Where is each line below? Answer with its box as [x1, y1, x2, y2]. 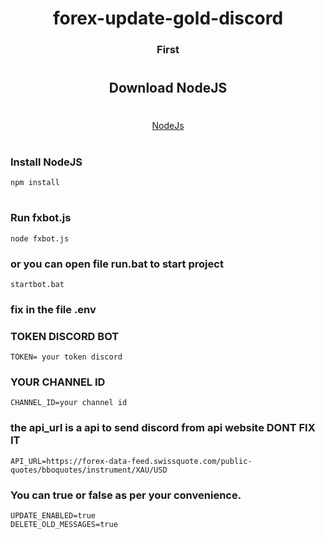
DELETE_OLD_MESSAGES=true [10, 520, 118, 530]
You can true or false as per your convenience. [10, 488, 242, 502]
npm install [10, 178, 60, 188]
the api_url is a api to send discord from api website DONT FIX [10, 421, 316, 435]
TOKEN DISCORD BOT [10, 329, 120, 343]
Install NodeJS [10, 155, 83, 169]
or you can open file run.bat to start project [10, 257, 224, 271]
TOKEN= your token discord [10, 352, 123, 362]
